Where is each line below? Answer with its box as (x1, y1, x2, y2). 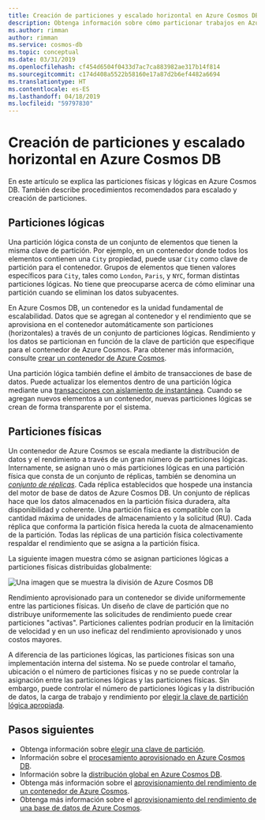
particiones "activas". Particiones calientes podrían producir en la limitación (8, 618, 254, 627)
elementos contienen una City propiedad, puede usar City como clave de (8, 254, 248, 263)
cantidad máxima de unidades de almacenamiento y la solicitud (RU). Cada (8, 513, 252, 522)
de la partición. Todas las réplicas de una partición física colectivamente (8, 530, 243, 540)
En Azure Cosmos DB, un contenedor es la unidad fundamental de (8, 303, 224, 312)
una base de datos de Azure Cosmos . (19, 803, 143, 812)
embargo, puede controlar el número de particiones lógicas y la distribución (8, 683, 255, 693)
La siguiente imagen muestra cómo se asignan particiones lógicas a (8, 554, 229, 563)
